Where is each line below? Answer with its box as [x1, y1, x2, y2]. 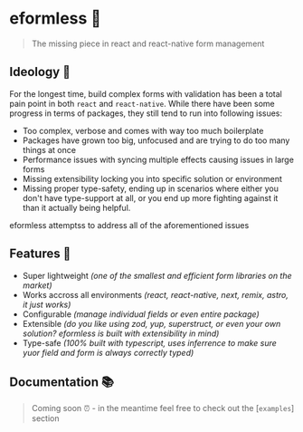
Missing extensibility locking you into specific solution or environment [22, 173, 283, 184]
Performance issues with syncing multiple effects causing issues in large [22, 154, 294, 165]
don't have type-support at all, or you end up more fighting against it [22, 192, 279, 203]
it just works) [22, 299, 71, 310]
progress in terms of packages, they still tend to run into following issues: [9, 108, 283, 119]
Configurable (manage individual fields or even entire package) [22, 308, 260, 320]
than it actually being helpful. [22, 202, 131, 213]
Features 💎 [9, 246, 71, 262]
